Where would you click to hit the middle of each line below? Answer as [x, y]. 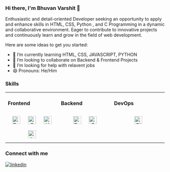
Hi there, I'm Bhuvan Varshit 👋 [43, 8]
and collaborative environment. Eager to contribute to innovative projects [81, 30]
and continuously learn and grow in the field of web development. [74, 35]
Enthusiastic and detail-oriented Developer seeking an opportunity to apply [83, 19]
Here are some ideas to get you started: [47, 45]
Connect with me [27, 153]
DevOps [124, 103]
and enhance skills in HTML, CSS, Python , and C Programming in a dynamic [85, 24]
